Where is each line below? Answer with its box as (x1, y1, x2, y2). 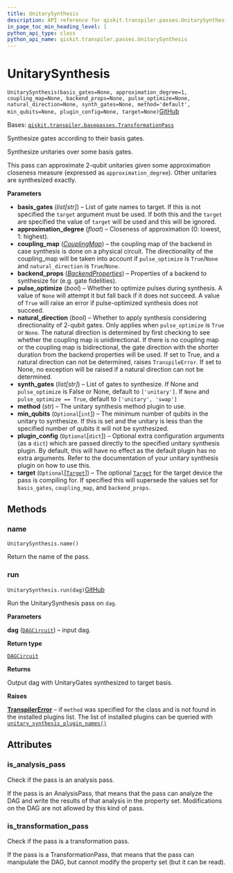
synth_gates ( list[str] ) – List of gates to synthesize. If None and (17, 380, 199, 389)
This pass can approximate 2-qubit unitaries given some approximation (7, 161, 211, 170)
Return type (7, 639, 43, 648)
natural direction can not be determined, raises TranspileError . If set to (17, 358, 222, 366)
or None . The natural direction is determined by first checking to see (17, 328, 210, 337)
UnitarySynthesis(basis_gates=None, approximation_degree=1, (7, 89, 188, 96)
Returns (7, 665, 31, 674)
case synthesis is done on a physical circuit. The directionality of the (17, 247, 214, 256)
